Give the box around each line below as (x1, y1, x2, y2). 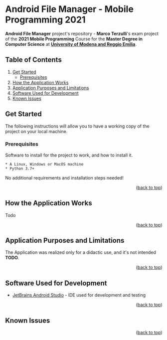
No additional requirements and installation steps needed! (5, 174, 124, 180)
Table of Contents (5, 56, 62, 64)
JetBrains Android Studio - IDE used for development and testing (12, 292, 146, 298)
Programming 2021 (5, 14, 86, 25)
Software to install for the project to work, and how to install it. (5, 152, 133, 158)
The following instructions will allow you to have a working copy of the (5, 123, 150, 129)
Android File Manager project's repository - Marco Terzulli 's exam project (5, 30, 159, 36)
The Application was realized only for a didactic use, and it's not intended (5, 249, 156, 255)
